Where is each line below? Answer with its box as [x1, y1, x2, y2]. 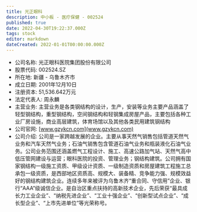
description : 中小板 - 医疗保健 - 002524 [6, 14, 104, 20]
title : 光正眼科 [6, 8, 43, 15]
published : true [6, 20, 46, 25]
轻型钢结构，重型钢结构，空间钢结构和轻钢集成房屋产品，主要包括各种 [14, 110, 186, 117]
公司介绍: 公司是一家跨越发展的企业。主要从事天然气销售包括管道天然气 [14, 133, 189, 140]
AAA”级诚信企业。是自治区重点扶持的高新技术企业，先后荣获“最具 [22, 184, 183, 191]
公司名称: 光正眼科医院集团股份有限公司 [14, 59, 111, 66]
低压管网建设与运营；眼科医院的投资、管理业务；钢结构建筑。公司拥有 [14, 155, 186, 162]
